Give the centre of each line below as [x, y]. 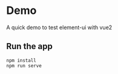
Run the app [29, 46]
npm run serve [24, 66]
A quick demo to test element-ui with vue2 [59, 27]
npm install [21, 60]
